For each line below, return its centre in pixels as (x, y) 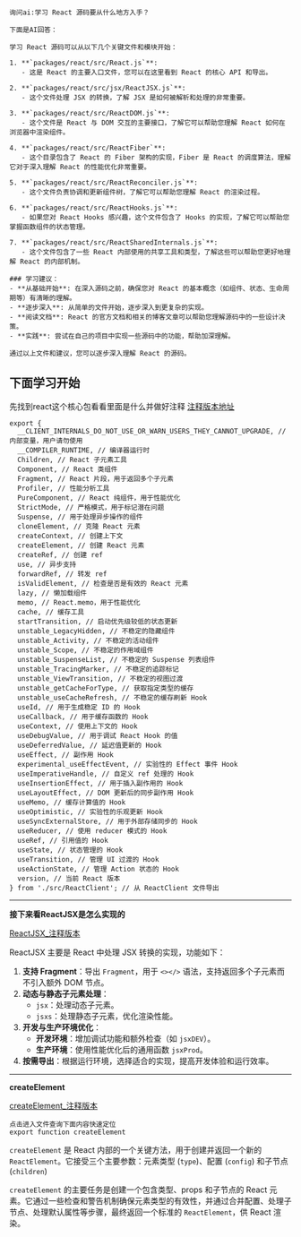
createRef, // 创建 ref (60, 554)
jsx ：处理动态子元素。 (77, 1005)
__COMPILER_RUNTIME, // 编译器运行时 (84, 450)
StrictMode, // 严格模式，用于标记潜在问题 (91, 507)
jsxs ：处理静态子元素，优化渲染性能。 (107, 1016)
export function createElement (68, 1132)
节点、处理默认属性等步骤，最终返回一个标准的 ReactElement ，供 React (140, 1212)
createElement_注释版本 (54, 1105)
